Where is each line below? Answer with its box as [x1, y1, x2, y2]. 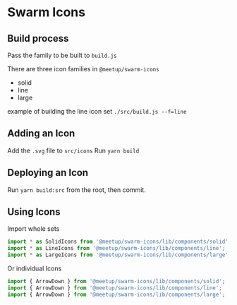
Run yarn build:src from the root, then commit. [7, 185, 146, 194]
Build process [7, 32, 69, 44]
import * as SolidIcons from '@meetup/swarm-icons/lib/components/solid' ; [7, 238, 232, 246]
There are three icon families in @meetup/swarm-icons [7, 65, 160, 73]
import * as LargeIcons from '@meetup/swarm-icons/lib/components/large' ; [7, 251, 232, 258]
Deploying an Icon [7, 167, 89, 179]
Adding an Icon [7, 128, 75, 140]
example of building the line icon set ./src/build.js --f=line [7, 107, 187, 115]
